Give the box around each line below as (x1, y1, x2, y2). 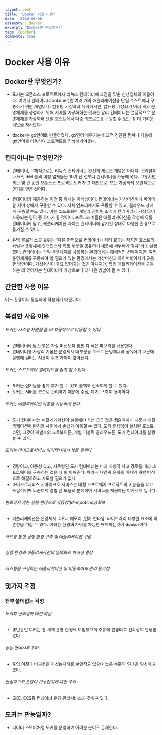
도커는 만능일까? (5, 711, 51, 719)
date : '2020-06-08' (5, 16, 44, 21)
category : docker (5, 20, 42, 26)
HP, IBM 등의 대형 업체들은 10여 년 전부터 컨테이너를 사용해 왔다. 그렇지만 (17, 174, 156, 179)
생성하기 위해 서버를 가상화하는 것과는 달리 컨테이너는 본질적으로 (29, 109, 151, 115)
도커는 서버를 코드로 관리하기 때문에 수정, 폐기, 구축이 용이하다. (12, 389, 131, 395)
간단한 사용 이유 (5, 283, 49, 291)
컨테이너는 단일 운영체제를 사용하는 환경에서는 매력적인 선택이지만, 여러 (22, 249, 157, 255)
